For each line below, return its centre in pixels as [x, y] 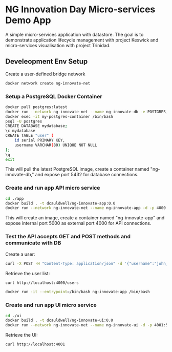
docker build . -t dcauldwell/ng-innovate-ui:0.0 [59, 320]
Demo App [28, 20]
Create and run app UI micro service [51, 305]
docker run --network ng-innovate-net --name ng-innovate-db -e [75, 112]
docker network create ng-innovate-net [48, 83]
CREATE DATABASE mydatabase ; [36, 126]
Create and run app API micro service [53, 188]
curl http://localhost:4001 [35, 344]
